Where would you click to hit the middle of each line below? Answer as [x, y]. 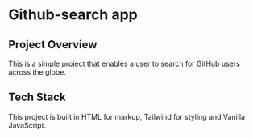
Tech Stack [37, 97]
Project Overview [53, 45]
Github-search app [73, 15]
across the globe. [37, 72]
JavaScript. [27, 125]
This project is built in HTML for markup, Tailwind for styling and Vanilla [127, 116]
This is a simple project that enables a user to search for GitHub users [124, 63]
